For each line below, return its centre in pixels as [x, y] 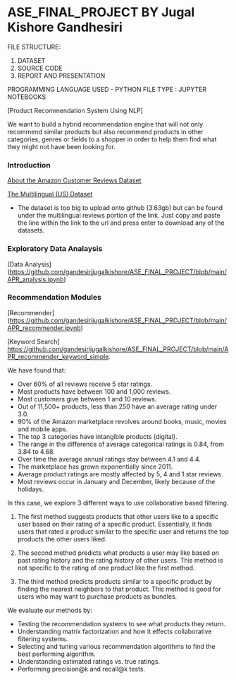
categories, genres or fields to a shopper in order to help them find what [112, 139]
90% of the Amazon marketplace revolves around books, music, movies [122, 421]
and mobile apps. [43, 429]
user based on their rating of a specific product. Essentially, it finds [115, 524]
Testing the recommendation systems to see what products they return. [121, 623]
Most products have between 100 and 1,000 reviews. [94, 391]
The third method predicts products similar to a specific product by [115, 581]
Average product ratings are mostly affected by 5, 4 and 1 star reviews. [120, 474]
